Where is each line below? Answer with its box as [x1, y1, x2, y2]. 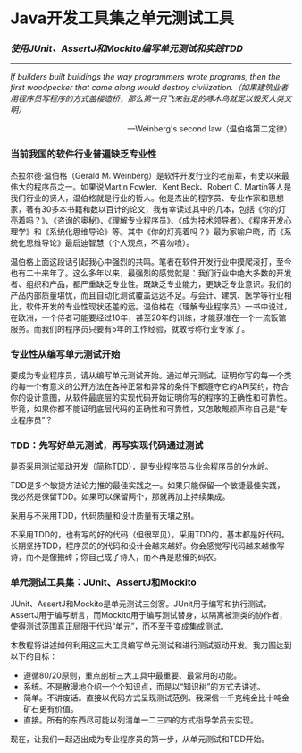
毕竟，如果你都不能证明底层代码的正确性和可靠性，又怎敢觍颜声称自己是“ [10, 403, 281, 414]
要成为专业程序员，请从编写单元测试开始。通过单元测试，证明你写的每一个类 [10, 370, 292, 381]
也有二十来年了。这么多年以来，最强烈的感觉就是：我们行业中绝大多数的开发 [10, 267, 292, 278]
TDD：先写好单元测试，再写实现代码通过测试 [10, 439, 204, 452]
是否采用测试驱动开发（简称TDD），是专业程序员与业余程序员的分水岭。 [10, 461, 273, 472]
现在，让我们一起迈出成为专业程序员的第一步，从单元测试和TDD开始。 [10, 733, 270, 744]
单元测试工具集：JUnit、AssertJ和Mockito [10, 576, 197, 588]
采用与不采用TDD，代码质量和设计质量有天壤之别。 [10, 511, 199, 521]
